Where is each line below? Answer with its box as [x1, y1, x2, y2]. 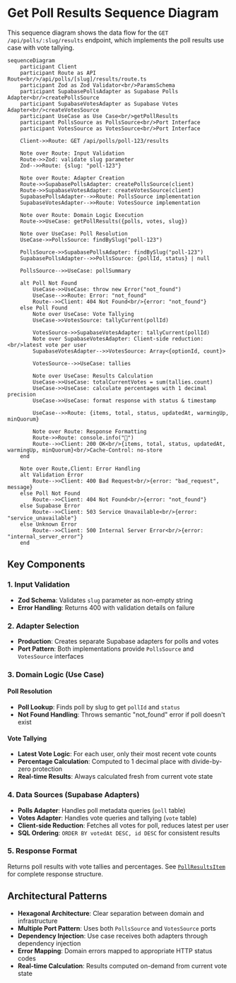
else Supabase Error [20, 502, 81, 510]
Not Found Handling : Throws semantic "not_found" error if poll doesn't [17, 710, 225, 719]
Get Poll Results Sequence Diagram [7, 5, 219, 21]
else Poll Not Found [20, 490, 81, 497]
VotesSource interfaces [17, 652, 84, 660]
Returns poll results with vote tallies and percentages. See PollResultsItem [7, 862, 226, 871]
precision [7, 391, 37, 398]
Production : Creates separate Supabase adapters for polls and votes [17, 637, 219, 645]
